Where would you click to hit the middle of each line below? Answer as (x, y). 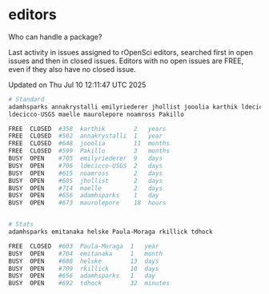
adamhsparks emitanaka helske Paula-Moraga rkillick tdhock (111, 232)
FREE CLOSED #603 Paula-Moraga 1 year (84, 246)
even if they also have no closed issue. (72, 69)
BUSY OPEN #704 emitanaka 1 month (85, 253)
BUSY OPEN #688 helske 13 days (84, 261)
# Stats (21, 224)
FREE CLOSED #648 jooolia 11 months (89, 144)
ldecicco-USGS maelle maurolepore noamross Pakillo (96, 114)
